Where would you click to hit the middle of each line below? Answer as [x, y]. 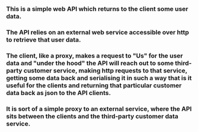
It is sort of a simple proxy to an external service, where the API [99, 109]
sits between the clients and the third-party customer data [92, 116]
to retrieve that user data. [44, 39]
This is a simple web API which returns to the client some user [97, 9]
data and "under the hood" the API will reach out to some [90, 63]
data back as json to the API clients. [59, 93]
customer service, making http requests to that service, [106, 70]
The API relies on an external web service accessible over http [98, 32]
